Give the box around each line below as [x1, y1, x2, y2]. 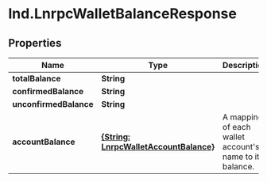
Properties [8, 36, 62, 50]
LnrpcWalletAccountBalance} [101, 142, 215, 152]
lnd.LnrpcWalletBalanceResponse [8, 5, 237, 23]
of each [222, 122, 252, 132]
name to [222, 151, 253, 162]
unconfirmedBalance [12, 99, 94, 109]
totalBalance [12, 73, 61, 84]
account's [222, 142, 260, 152]
